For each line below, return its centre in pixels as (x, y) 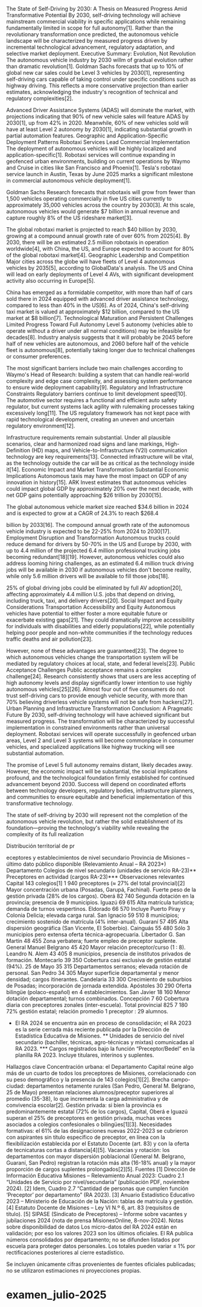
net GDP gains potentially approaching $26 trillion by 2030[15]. (84, 495)
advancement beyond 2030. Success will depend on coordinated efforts (96, 784)
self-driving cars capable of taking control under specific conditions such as (101, 79)
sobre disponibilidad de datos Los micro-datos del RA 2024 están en (92, 1227)
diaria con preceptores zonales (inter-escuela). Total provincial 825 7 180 (97, 1005)
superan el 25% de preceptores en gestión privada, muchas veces (89, 1118)
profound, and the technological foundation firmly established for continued (100, 778)
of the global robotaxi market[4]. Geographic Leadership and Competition (98, 255)
